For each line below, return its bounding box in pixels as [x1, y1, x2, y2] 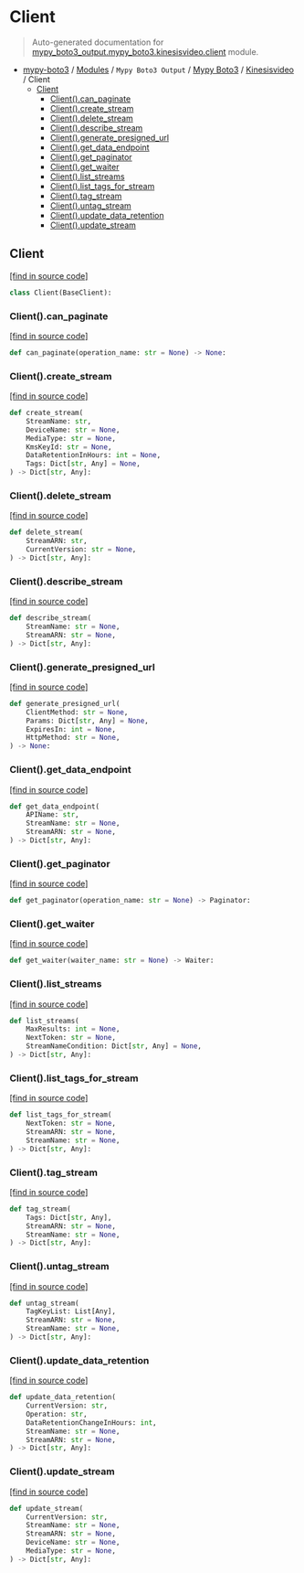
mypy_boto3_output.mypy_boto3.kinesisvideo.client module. [31, 46, 259, 57]
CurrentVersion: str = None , [26, 545, 137, 554]
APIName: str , [26, 810, 79, 819]
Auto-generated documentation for [31, 37, 164, 48]
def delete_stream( [9, 528, 84, 537]
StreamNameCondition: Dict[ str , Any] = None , [26, 1042, 203, 1051]
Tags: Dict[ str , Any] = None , [26, 459, 142, 468]
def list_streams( [9, 1016, 79, 1025]
